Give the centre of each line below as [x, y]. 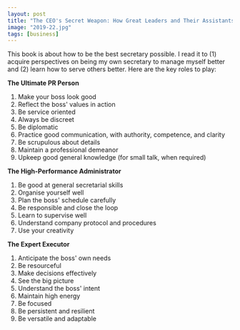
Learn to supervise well [52, 215]
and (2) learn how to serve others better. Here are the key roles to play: [112, 69]
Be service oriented [47, 112]
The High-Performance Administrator [64, 171]
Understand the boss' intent [59, 289]
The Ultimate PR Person [44, 83]
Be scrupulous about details [59, 143]
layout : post [27, 14]
